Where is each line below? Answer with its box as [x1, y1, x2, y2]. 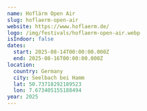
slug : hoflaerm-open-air [7, 17, 79, 23]
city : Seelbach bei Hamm [13, 74, 85, 81]
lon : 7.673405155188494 [13, 87, 81, 94]
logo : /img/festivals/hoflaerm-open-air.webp [7, 29, 140, 37]
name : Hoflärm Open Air [7, 10, 76, 17]
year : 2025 [7, 94, 39, 101]
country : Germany [13, 68, 63, 74]
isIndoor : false [7, 36, 54, 43]
